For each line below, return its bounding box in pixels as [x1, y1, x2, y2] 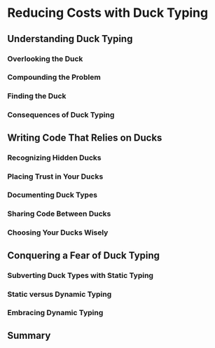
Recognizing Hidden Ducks [7, 153, 102, 162]
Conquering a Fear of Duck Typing [7, 249, 160, 261]
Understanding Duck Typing [7, 33, 133, 45]
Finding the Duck [7, 91, 67, 101]
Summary [7, 329, 51, 341]
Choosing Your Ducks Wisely [7, 228, 109, 237]
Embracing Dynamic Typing [7, 308, 104, 318]
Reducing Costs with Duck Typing [7, 5, 209, 21]
